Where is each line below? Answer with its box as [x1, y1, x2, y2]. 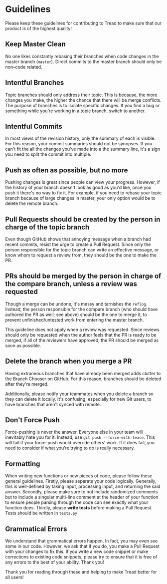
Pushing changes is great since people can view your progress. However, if [5, 179, 161, 185]
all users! [5, 574, 24, 580]
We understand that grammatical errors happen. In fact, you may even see [5, 538, 158, 544]
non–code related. [5, 64, 42, 70]
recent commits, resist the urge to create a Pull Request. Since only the [5, 241, 151, 247]
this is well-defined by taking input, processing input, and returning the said [5, 483, 161, 489]
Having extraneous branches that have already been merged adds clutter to [5, 370, 161, 376]
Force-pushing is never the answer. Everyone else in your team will [5, 429, 143, 435]
